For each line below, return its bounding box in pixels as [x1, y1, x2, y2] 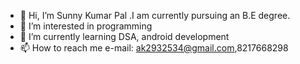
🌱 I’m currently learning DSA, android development [19, 31, 230, 42]
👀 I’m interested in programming [19, 20, 153, 32]
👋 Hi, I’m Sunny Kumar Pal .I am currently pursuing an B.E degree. [19, 10, 291, 21]
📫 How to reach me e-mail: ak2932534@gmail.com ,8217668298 [19, 42, 289, 54]
